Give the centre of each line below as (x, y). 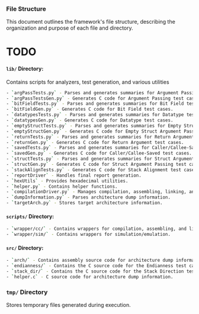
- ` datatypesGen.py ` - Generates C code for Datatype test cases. (90, 120)
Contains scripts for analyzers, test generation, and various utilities (88, 82)
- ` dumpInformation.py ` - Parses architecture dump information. (88, 197)
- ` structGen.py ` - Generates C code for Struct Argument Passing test (96, 165)
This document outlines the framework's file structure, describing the (91, 22)
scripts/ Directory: (30, 216)
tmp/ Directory (27, 292)
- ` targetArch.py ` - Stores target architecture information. (84, 203)
